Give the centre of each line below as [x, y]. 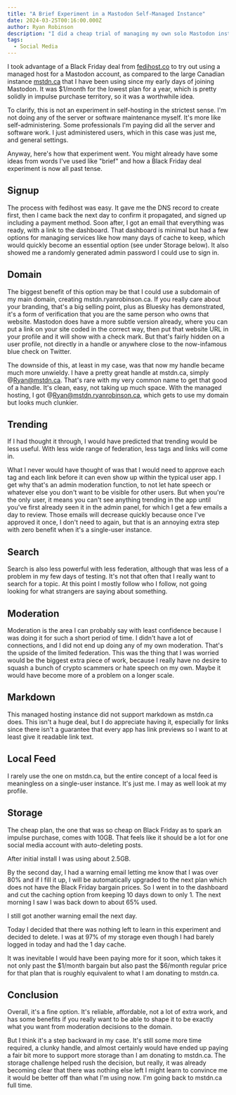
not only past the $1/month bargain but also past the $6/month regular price [117, 966]
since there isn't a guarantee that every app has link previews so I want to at [118, 729]
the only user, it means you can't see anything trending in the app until [109, 500]
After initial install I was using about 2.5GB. [69, 859]
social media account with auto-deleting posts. [75, 844]
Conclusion [33, 995]
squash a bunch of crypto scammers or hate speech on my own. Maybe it [114, 668]
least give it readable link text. [51, 737]
